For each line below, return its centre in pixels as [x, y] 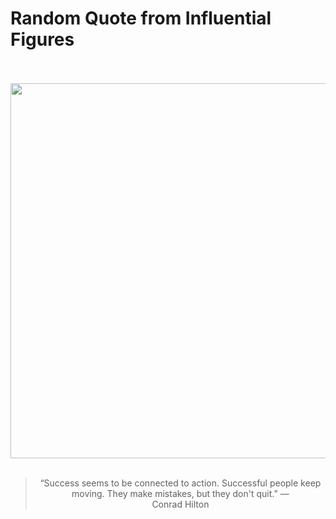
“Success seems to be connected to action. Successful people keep [180, 483]
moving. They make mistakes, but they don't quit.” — [180, 493]
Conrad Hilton [180, 504]
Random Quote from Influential [141, 18]
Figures [42, 39]
